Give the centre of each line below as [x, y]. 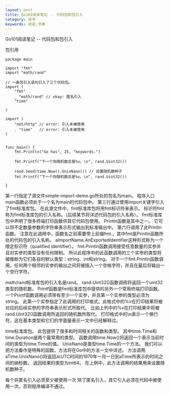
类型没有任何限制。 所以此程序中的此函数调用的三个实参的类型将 [94, 253]
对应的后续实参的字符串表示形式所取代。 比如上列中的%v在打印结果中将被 [82, 308]
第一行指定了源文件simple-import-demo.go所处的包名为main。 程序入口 [80, 196]
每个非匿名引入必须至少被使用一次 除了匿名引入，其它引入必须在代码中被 [81, 380]
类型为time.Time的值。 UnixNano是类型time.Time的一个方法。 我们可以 [88, 344]
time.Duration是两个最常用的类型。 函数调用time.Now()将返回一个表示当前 [82, 338]
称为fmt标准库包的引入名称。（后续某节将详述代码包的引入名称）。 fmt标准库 [84, 215]
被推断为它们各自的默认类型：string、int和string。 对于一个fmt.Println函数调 [84, 259]
